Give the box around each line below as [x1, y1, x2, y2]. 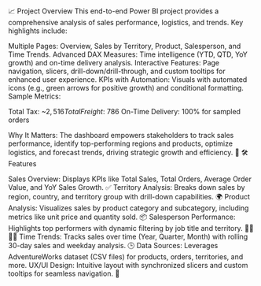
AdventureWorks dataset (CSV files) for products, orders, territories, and [8, 252, 244, 262]
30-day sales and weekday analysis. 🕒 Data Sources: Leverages [8, 241, 219, 250]
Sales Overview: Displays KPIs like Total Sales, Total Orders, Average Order [8, 174, 252, 184]
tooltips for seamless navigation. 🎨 [8, 269, 120, 278]
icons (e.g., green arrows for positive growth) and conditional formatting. [8, 84, 244, 92]
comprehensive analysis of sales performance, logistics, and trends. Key [8, 18, 244, 27]
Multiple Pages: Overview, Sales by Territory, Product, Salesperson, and [8, 42, 241, 50]
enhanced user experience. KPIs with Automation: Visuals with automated [8, 75, 248, 84]
